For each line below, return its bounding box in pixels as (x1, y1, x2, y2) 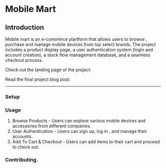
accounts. (12, 133, 33, 139)
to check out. (12, 144, 40, 150)
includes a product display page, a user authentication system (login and (5, 47, 153, 52)
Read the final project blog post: (5, 77, 71, 82)
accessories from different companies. (12, 123, 91, 129)
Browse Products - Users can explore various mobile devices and (12, 118, 146, 124)
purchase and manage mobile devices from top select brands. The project (5, 42, 156, 47)
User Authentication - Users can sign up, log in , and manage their (12, 128, 147, 134)
